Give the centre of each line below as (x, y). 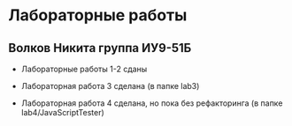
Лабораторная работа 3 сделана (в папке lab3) (110, 86)
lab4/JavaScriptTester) (63, 112)
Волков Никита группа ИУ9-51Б (100, 48)
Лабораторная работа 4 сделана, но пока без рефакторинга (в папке (152, 103)
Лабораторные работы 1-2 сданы (84, 69)
